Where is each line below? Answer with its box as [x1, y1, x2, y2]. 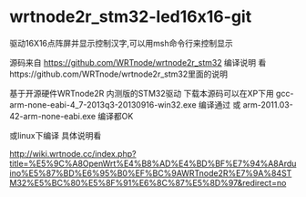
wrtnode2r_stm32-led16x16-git [9, 6, 252, 27]
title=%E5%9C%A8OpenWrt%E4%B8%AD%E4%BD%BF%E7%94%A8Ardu [9, 158, 297, 169]
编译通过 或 [199, 98, 241, 110]
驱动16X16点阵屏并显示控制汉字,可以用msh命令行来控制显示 [9, 37, 234, 48]
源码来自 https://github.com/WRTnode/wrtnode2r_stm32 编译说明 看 [9, 57, 267, 67]
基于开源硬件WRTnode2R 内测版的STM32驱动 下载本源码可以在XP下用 [9, 88, 275, 98]
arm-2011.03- [242, 98, 293, 110]
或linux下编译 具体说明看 [9, 130, 102, 140]
